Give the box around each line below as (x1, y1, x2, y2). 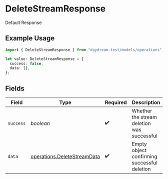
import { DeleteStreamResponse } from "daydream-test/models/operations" (5, 47, 162, 52)
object (131, 146, 146, 153)
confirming (131, 153, 157, 160)
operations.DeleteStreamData (30, 153, 100, 160)
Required (104, 98, 127, 105)
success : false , (9, 61, 43, 66)
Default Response (5, 19, 42, 25)
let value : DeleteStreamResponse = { (5, 56, 84, 61)
